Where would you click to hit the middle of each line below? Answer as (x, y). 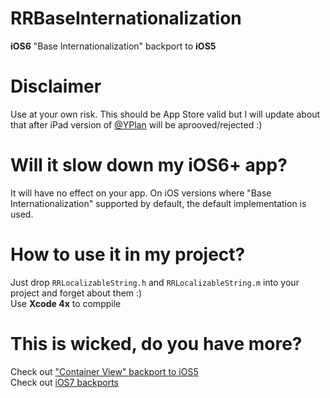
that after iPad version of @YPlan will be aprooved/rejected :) (136, 124)
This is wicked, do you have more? (156, 343)
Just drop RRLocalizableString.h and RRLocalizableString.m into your (155, 282)
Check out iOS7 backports (64, 382)
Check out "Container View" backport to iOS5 (104, 371)
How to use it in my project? (128, 254)
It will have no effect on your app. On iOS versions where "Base (141, 193)
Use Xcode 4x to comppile (66, 303)
